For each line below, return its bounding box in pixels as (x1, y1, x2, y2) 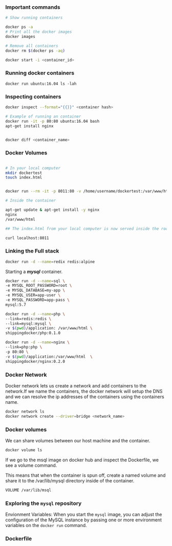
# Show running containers (5, 15, 63, 21)
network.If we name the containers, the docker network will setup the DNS (5, 388, 163, 394)
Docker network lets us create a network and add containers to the (5, 382, 147, 388)
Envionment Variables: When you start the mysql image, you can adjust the (5, 512, 162, 517)
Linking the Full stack (5, 247, 59, 255)
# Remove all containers (5, 43, 58, 48)
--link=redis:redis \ (5, 316, 52, 321)
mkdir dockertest (5, 170, 42, 175)
